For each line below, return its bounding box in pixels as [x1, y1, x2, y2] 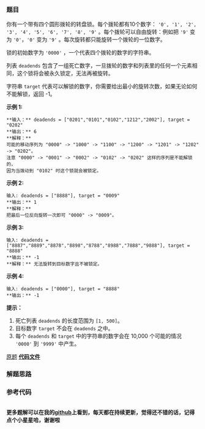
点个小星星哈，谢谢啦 [6, 416, 60, 423]
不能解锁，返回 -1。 [6, 90, 56, 98]
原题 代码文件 [6, 353, 40, 360]
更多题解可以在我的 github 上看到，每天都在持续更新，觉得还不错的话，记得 [6, 408, 195, 415]
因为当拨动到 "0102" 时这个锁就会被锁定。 [6, 168, 102, 174]
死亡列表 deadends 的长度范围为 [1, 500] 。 [15, 317, 124, 325]
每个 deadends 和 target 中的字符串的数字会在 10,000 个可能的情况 [15, 333, 182, 340]
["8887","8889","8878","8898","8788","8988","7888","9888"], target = [6, 242, 190, 249]
